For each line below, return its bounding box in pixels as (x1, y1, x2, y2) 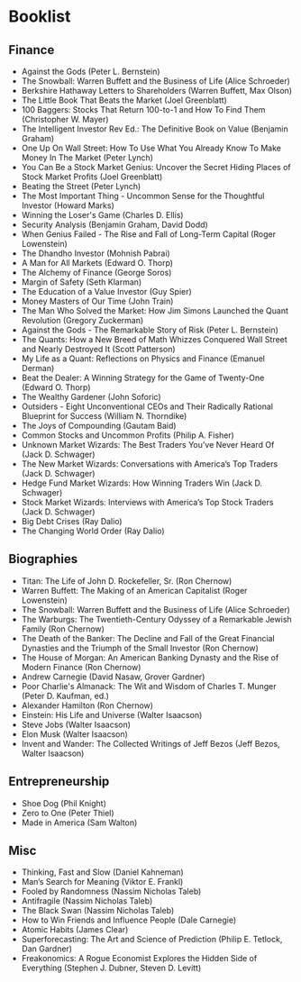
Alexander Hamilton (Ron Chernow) (21, 700, 154, 711)
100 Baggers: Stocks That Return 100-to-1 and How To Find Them (21, 105, 266, 114)
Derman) (21, 363, 55, 373)
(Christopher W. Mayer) (21, 114, 109, 124)
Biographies (8, 551, 78, 567)
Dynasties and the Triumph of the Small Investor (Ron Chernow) (21, 642, 259, 653)
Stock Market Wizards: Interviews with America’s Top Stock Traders (21, 497, 274, 507)
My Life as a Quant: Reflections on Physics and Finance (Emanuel (21, 353, 265, 364)
